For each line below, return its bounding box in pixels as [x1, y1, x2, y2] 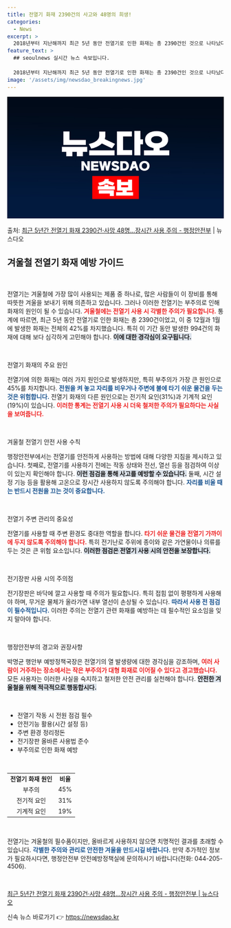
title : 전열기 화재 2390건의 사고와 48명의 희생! [7, 11, 132, 18]
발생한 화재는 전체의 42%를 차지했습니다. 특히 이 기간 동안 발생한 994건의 [14, 324, 213, 332]
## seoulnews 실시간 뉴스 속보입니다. [13, 55, 110, 62]
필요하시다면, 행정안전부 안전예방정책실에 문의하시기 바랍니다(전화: [14, 854, 194, 863]
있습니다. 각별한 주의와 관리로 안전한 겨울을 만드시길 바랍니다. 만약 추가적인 [7, 845, 208, 854]
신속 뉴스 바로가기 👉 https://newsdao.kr [7, 912, 120, 921]
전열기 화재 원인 [10, 775, 53, 783]
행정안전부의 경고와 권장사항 [7, 643, 83, 651]
